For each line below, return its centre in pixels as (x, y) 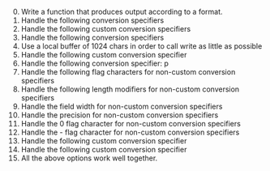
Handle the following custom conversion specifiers (106, 29)
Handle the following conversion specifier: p (95, 63)
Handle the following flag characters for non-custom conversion (128, 72)
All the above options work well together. (89, 158)
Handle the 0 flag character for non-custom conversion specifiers (131, 124)
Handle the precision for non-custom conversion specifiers (120, 115)
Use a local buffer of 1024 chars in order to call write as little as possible (141, 46)
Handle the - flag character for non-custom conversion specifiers (130, 132)
